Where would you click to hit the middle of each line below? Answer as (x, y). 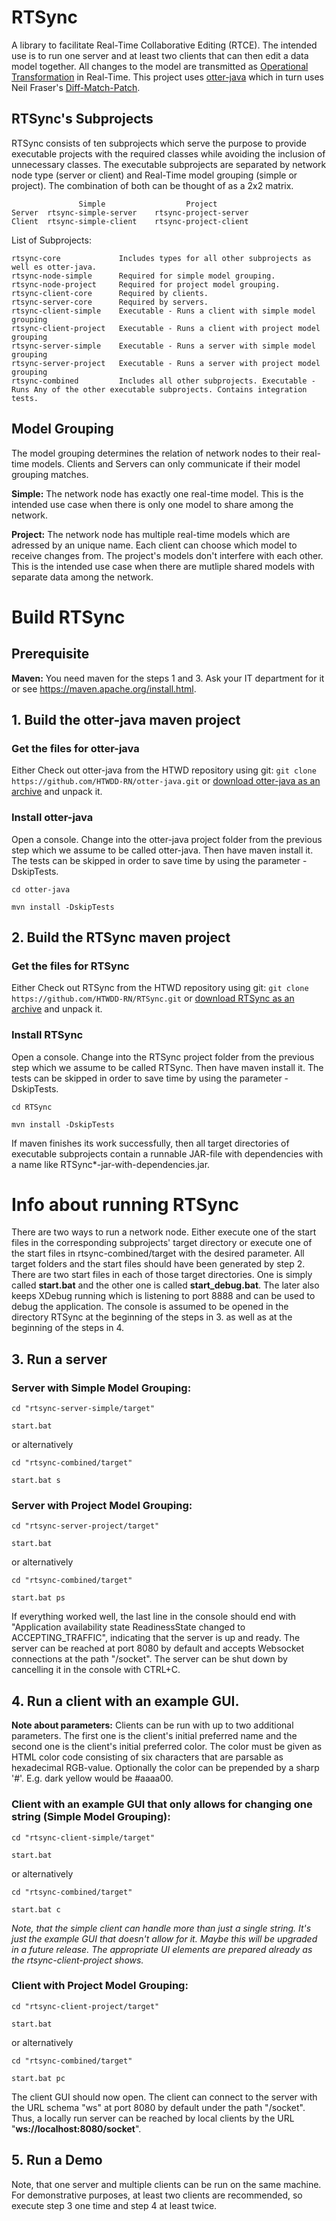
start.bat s (36, 1481)
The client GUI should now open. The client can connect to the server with (164, 2097)
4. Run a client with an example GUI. (125, 1701)
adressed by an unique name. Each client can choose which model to (154, 545)
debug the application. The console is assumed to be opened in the (150, 1307)
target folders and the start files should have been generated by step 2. (158, 1264)
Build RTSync (68, 617)
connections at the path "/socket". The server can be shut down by (149, 1659)
